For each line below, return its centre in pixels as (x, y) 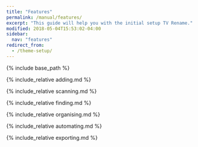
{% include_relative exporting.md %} (52, 137)
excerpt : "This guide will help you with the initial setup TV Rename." (100, 23)
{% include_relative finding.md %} (49, 103)
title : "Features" (29, 12)
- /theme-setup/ (32, 51)
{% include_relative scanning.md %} (52, 91)
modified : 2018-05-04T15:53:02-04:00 (54, 28)
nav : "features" (32, 40)
